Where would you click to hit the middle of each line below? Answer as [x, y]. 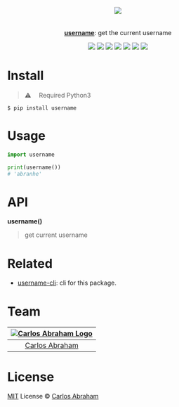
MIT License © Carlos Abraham [53, 396]
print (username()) [34, 167]
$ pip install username [42, 108]
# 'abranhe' [25, 174]
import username [31, 155]
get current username [56, 235]
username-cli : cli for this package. [67, 283]
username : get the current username [118, 33]
